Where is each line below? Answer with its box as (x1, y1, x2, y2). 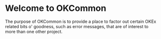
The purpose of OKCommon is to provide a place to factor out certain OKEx (5, 19, 157, 24)
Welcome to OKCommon (5, 3, 107, 14)
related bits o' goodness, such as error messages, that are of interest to (5, 23, 149, 29)
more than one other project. (5, 29, 63, 34)
